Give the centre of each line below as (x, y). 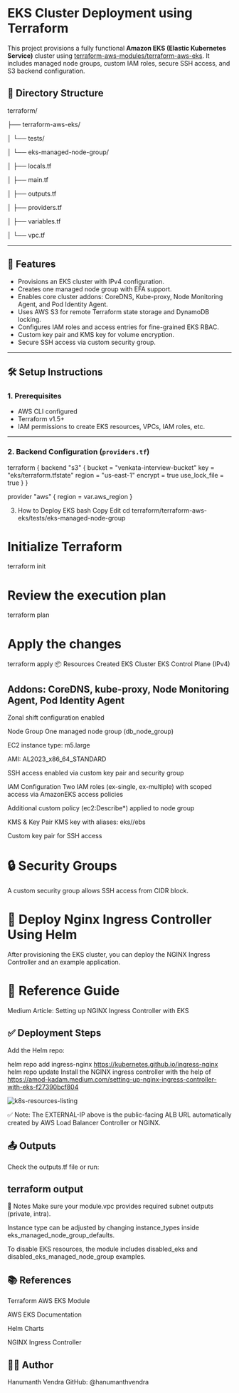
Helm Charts (26, 1329)
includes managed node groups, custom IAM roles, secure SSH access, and (119, 63)
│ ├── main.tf (28, 179)
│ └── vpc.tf (26, 235)
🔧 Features (32, 265)
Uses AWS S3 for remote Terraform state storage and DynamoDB (113, 311)
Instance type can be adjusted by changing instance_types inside (103, 1228)
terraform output (46, 1189)
